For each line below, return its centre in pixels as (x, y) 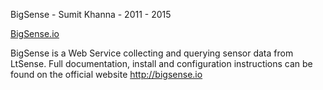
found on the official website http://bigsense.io (106, 74)
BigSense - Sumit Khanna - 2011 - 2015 (91, 14)
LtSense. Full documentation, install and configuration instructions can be (161, 63)
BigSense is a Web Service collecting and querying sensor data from (152, 53)
